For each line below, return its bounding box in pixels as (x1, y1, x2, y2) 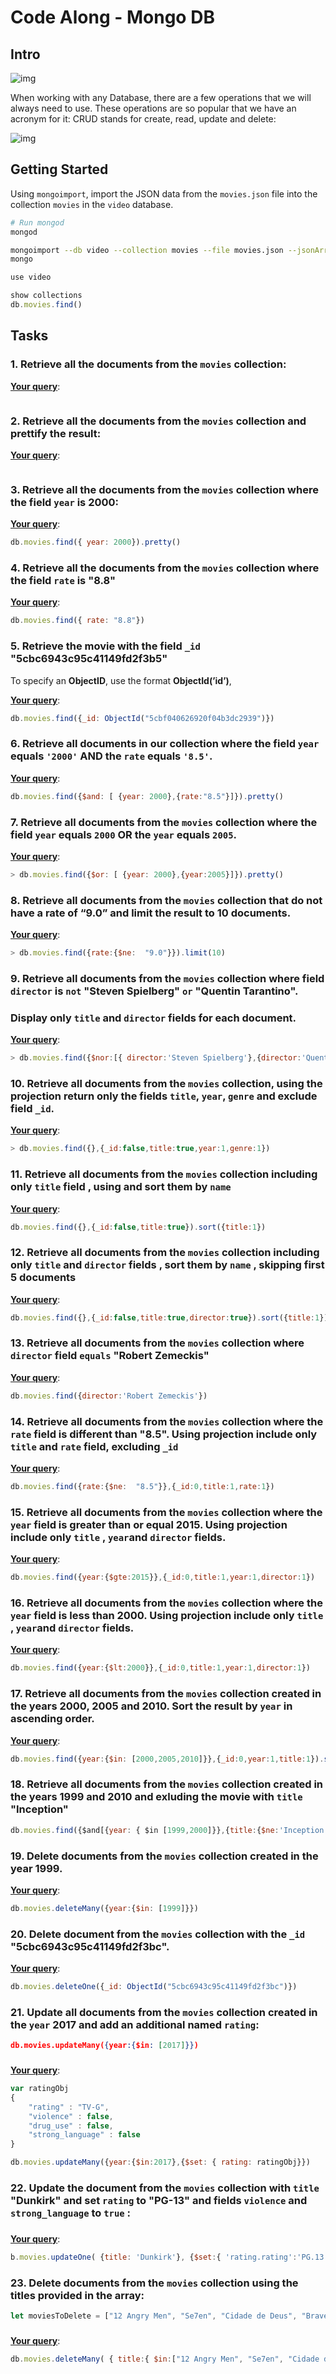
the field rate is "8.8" (10, 574, 117, 588)
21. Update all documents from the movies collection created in (10, 2005, 318, 2019)
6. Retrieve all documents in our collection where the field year (10, 737, 320, 751)
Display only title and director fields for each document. (10, 1011, 297, 1025)
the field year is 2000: (10, 495, 119, 509)
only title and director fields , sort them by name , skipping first (10, 1258, 325, 1272)
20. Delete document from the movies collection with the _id (10, 1927, 306, 1941)
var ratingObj (10, 2084, 70, 2094)
